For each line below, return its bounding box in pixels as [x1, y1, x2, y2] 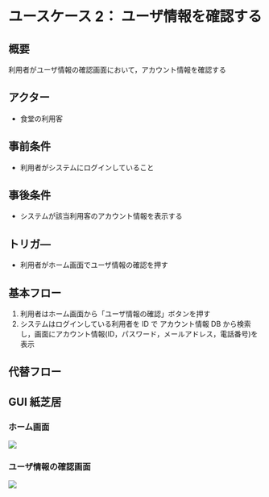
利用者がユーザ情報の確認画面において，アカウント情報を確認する [8, 65, 227, 74]
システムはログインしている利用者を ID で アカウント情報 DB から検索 [19, 319, 251, 329]
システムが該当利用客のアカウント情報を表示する [19, 211, 183, 221]
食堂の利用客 [19, 114, 63, 123]
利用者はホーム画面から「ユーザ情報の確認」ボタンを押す [19, 309, 211, 319]
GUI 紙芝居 [8, 395, 62, 408]
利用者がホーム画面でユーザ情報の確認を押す [19, 260, 169, 270]
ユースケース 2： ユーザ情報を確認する [8, 7, 263, 26]
